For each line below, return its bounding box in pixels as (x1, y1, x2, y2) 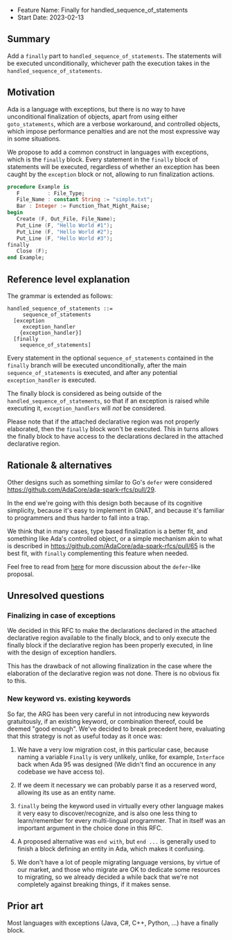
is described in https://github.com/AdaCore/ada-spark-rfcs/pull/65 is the (7, 541, 215, 550)
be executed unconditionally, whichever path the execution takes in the (7, 59, 210, 67)
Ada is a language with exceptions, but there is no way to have (7, 105, 186, 113)
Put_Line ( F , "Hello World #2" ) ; (16, 228, 113, 235)
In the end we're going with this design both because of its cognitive (7, 498, 203, 507)
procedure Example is (7, 183, 70, 190)
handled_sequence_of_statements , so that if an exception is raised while (7, 397, 210, 405)
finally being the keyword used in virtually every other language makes (17, 801, 224, 810)
